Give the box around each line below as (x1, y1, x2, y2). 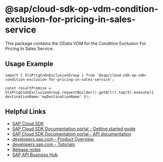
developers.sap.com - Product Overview (12, 136, 94, 142)
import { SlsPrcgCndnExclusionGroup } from (5, 72, 95, 78)
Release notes (12, 146, 41, 152)
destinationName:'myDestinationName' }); (5, 94, 91, 99)
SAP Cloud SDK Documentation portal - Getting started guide (12, 126, 136, 132)
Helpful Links (5, 108, 46, 116)
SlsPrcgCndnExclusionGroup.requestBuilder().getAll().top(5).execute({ (5, 90, 154, 95)
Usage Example (5, 60, 54, 68)
